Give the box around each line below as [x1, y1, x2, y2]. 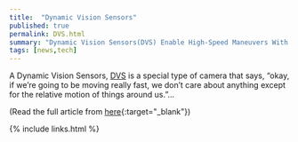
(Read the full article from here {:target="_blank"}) [9, 106, 191, 117]
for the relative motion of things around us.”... [9, 90, 175, 100]
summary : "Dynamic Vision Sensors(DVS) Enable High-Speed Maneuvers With [9, 37, 289, 47]
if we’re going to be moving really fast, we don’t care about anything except [9, 80, 286, 91]
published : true [9, 21, 69, 30]
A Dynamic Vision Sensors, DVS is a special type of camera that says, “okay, [9, 70, 290, 81]
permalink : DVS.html [9, 29, 86, 38]
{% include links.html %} [9, 123, 100, 134]
